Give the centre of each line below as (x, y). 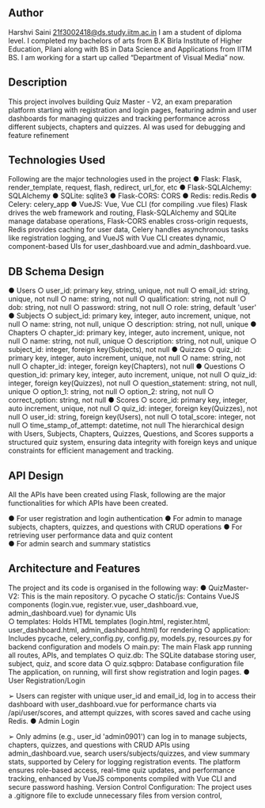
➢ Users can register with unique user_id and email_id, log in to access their (132, 695)
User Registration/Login (47, 680)
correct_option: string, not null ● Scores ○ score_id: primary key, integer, (128, 400)
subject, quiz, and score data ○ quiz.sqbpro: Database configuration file (126, 663)
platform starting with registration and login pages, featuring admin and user (132, 109)
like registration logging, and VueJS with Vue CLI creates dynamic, (117, 238)
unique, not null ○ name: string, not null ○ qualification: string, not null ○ (127, 299)
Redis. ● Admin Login (44, 721)
